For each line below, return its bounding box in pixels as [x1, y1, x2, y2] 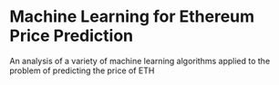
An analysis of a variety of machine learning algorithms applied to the [9, 55, 271, 66]
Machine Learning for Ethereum [9, 6, 255, 27]
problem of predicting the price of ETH [9, 65, 155, 76]
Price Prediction [9, 25, 134, 46]
